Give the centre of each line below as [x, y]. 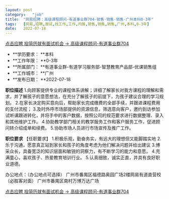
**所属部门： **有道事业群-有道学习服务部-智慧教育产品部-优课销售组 [84, 67]
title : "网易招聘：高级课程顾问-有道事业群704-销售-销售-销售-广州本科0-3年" [79, 19]
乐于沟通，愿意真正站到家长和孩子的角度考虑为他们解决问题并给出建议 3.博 [83, 145]
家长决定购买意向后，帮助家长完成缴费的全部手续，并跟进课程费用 [92, 103]
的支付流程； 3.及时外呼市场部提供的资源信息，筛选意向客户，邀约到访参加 [83, 109]
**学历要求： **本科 [33, 54]
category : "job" [24, 15]
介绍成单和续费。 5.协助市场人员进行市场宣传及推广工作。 [74, 128]
